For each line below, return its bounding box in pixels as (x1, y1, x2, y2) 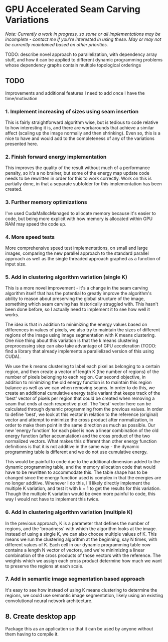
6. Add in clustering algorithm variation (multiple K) (5, 509, 133, 516)
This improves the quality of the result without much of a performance (5, 165, 150, 171)
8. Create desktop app (5, 612, 76, 621)
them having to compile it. (5, 631, 59, 637)
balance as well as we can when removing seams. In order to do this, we (5, 385, 155, 391)
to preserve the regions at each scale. (5, 563, 84, 569)
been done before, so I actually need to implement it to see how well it (5, 306, 150, 313)
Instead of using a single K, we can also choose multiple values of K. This (5, 531, 157, 537)
